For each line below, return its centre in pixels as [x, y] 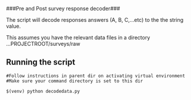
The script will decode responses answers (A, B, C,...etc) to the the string [95, 20]
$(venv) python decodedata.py [43, 91]
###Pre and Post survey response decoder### [63, 9]
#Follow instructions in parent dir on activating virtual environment [95, 76]
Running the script [41, 62]
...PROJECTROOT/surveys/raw [43, 44]
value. [14, 26]
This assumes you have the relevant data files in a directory [78, 37]
